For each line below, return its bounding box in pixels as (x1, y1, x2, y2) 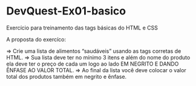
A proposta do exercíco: (6, 35, 67, 43)
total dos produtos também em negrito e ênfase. (6, 73, 127, 80)
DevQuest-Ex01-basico (6, 4, 126, 18)
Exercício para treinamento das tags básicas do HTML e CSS (6, 24, 158, 31)
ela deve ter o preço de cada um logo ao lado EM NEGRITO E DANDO (6, 60, 179, 67)
